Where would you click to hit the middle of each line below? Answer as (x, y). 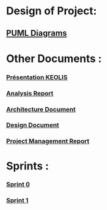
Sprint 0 (18, 184)
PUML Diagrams (37, 33)
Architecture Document (41, 109)
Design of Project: (51, 11)
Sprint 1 (17, 200)
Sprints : (28, 166)
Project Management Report (48, 141)
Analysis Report (30, 93)
